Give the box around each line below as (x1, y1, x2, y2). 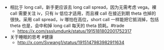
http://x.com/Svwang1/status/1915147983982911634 (17, 40, 125, 45)
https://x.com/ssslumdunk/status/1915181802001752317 (17, 28, 132, 34)
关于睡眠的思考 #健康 (9, 34, 54, 40)
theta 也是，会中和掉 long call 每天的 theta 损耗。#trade (9, 23, 125, 28)
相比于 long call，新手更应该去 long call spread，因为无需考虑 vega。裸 (9, 4, 157, 10)
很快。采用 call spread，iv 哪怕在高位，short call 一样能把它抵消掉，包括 (9, 17, 159, 22)
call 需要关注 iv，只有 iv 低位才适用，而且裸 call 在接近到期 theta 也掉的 (9, 10, 156, 16)
